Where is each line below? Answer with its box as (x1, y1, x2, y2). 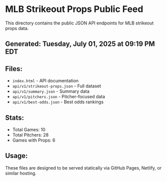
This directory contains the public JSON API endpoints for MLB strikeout (5, 20, 154, 26)
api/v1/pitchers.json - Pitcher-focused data (12, 94, 106, 100)
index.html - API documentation (12, 78, 79, 84)
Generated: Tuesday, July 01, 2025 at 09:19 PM (5, 40, 156, 48)
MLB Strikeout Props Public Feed (5, 3, 144, 15)
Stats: (5, 113, 24, 122)
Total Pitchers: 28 (12, 132, 49, 138)
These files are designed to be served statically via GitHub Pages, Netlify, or (5, 165, 162, 171)
